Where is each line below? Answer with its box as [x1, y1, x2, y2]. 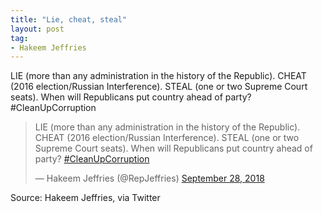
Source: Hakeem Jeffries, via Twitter [10, 192, 161, 204]
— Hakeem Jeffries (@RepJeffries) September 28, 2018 [34, 172, 265, 185]
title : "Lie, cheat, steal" [10, 14, 128, 25]
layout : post [10, 24, 65, 34]
